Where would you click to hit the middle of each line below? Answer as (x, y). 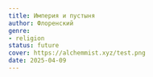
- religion (27, 38)
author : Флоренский (41, 23)
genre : (19, 30)
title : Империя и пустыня (52, 16)
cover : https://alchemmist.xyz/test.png (77, 53)
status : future (34, 46)
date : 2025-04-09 (37, 61)
